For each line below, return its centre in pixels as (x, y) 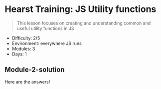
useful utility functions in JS (45, 28)
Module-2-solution (35, 70)
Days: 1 (19, 54)
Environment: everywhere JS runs (47, 43)
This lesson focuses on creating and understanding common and (84, 23)
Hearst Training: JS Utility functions (80, 9)
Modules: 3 (23, 48)
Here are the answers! (27, 81)
